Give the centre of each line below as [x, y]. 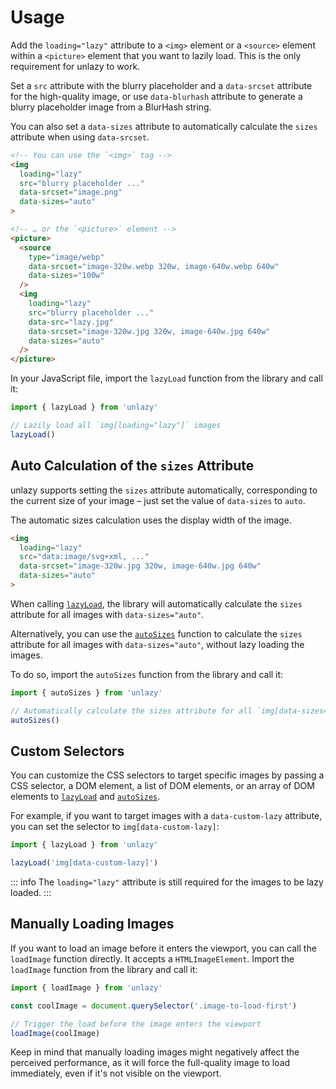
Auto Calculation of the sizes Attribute [132, 466]
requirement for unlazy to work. [75, 66]
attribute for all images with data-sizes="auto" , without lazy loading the [157, 644]
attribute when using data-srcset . [80, 137]
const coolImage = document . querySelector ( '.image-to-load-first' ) [154, 1006]
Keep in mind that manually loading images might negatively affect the [155, 1052]
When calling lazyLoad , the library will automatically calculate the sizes [156, 603]
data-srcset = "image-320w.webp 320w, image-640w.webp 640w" [154, 266]
